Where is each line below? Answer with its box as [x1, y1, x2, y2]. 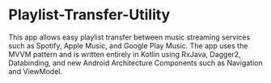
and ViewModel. [8, 66, 63, 76]
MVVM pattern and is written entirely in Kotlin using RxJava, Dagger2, [8, 49, 241, 59]
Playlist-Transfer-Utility [8, 6, 171, 24]
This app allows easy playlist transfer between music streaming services [8, 32, 251, 42]
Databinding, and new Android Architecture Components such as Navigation [8, 58, 263, 68]
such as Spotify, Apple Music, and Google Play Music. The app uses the [8, 40, 248, 50]
